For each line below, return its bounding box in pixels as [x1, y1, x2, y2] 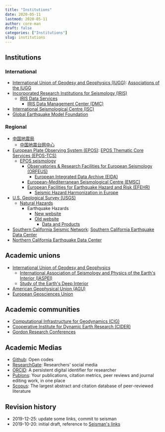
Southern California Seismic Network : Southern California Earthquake [12, 226, 155, 232]
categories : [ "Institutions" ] [5, 30, 68, 35]
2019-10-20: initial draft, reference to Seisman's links [12, 421, 120, 427]
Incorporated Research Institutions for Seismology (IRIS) [12, 90, 127, 96]
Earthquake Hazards [27, 205, 69, 211]
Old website [34, 216, 59, 221]
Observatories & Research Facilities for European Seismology [27, 163, 153, 169]
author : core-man [5, 21, 41, 26]
